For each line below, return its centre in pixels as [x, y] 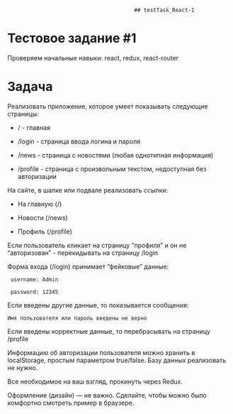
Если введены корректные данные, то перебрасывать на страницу [109, 331]
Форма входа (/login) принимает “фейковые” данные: [88, 266]
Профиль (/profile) [45, 231]
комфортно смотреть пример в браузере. [71, 403]
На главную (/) [40, 204]
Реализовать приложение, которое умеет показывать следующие [108, 106]
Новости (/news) [43, 217]
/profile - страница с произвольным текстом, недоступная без [112, 169]
